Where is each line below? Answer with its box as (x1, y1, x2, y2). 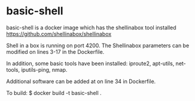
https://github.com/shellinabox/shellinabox (6, 30, 112, 37)
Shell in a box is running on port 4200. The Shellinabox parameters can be (6, 42, 190, 49)
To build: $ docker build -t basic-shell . (6, 89, 102, 96)
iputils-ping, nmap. (20, 66, 68, 73)
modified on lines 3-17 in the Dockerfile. (6, 48, 105, 55)
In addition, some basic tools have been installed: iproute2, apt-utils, (6, 60, 175, 67)
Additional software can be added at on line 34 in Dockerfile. (6, 78, 156, 85)
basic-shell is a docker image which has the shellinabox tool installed (6, 24, 176, 31)
